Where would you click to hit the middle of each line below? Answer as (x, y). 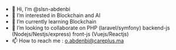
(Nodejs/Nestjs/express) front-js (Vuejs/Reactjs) (70, 34)
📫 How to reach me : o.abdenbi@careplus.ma (68, 41)
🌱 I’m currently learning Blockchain (54, 21)
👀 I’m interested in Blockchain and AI (56, 15)
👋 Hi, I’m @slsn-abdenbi (41, 9)
